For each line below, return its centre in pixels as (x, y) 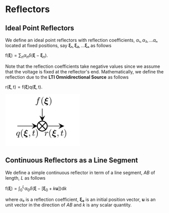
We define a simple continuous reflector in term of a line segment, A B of (80, 173)
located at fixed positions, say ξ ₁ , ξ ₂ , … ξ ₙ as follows (59, 46)
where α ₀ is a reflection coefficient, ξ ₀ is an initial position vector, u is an (80, 200)
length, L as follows (25, 178)
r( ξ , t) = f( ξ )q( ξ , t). (24, 87)
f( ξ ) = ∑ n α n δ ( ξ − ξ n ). (27, 56)
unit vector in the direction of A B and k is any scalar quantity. (69, 205)
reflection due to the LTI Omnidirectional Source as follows (67, 77)
